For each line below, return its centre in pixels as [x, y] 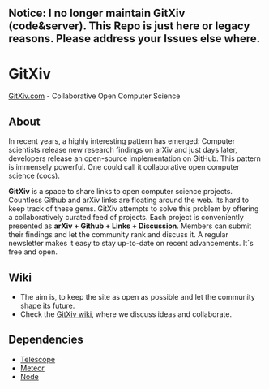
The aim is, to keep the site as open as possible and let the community [137, 296]
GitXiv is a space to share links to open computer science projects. [121, 192]
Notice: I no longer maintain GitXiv [97, 13]
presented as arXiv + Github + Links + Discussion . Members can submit [130, 226]
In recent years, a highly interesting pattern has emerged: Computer [122, 141]
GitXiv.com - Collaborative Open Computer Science [94, 96]
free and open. [33, 252]
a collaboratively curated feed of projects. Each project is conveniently [126, 218]
